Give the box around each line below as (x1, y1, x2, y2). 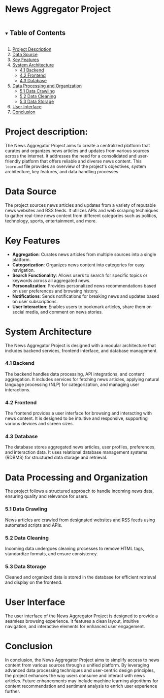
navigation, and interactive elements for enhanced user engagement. (5, 624, 145, 630)
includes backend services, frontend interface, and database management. (5, 348, 158, 353)
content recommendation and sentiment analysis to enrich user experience (5, 683, 158, 689)
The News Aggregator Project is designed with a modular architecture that (5, 342, 156, 348)
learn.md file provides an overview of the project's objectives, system (5, 163, 146, 169)
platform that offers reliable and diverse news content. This (22, 158, 142, 164)
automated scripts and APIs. (5, 522, 63, 528)
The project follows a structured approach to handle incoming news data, (5, 488, 154, 494)
